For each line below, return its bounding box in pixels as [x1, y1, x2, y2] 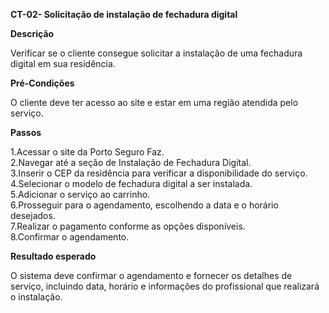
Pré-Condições [10, 77, 75, 89]
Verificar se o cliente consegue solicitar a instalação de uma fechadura [10, 47, 303, 59]
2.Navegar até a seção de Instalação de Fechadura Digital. [10, 157, 252, 168]
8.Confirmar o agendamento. [10, 231, 130, 243]
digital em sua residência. [10, 58, 116, 69]
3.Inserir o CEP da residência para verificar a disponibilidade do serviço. [10, 167, 308, 179]
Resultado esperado [10, 250, 97, 262]
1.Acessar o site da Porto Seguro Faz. [10, 146, 165, 158]
